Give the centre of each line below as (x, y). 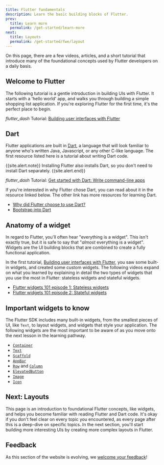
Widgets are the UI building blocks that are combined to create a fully (76, 247)
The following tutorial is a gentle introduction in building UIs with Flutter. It (80, 93)
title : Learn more (29, 23)
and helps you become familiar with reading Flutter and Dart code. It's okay (82, 414)
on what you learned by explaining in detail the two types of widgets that (79, 273)
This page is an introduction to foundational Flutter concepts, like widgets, (80, 409)
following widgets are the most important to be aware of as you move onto (81, 330)
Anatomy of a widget (38, 225)
